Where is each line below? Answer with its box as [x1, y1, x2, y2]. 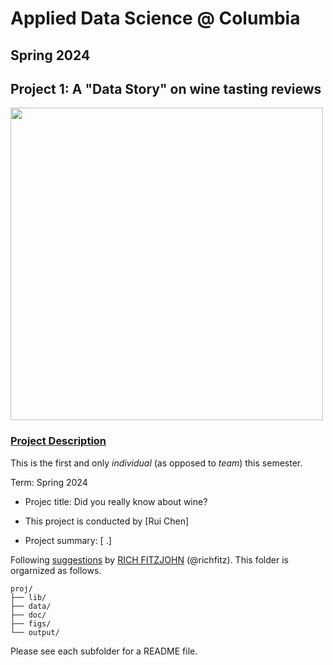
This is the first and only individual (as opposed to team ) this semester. [10, 457, 303, 469]
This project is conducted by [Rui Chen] [24, 515, 190, 527]
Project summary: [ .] [24, 534, 112, 546]
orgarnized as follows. [10, 564, 102, 576]
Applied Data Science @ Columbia [10, 7, 301, 30]
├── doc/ [10, 610, 47, 620]
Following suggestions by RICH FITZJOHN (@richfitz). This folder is [10, 553, 289, 566]
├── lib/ [10, 592, 47, 602]
